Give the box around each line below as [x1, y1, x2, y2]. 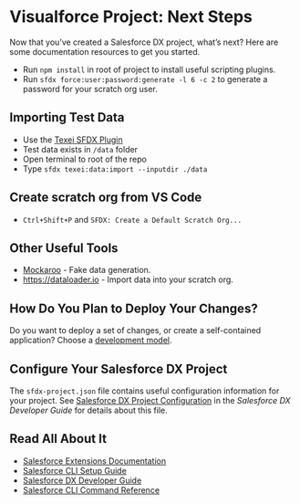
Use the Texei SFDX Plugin [22, 134, 123, 145]
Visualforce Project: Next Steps [9, 6, 253, 27]
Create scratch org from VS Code [9, 190, 202, 205]
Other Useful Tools [9, 240, 119, 256]
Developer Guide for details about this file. [9, 404, 168, 415]
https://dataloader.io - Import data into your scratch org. [22, 274, 234, 285]
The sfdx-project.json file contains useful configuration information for [9, 385, 280, 396]
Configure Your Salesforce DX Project [9, 361, 228, 376]
